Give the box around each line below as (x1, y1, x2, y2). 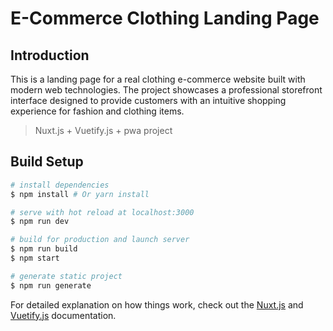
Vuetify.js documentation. (10, 309, 117, 321)
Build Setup (10, 153, 84, 171)
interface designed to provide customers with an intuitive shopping (10, 95, 287, 106)
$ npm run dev (10, 217, 70, 227)
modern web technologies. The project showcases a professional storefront (10, 84, 323, 96)
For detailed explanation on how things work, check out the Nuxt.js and (10, 298, 304, 311)
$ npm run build (10, 244, 78, 254)
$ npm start (10, 253, 60, 264)
